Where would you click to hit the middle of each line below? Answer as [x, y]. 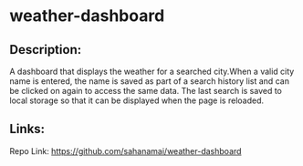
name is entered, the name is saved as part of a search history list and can [150, 81]
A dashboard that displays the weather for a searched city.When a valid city [152, 71]
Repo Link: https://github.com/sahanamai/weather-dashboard [125, 150]
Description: [46, 50]
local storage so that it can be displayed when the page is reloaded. [137, 100]
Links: [27, 129]
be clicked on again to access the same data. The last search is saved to [146, 91]
